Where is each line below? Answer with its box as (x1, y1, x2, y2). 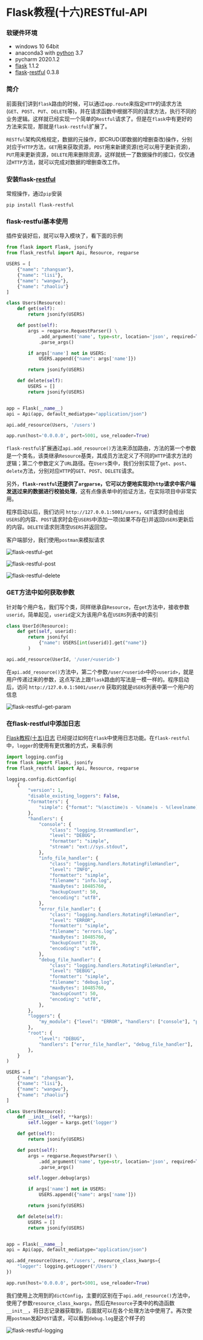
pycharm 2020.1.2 (14, 56, 60, 63)
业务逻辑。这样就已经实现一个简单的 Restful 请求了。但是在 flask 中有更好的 (6, 115, 192, 122)
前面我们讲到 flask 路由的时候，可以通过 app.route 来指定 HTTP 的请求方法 (6, 100, 182, 107)
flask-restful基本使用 (6, 217, 68, 225)
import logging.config (6, 754, 63, 760)
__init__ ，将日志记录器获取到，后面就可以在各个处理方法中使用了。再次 (6, 1307, 187, 1314)
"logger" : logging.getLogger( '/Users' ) (17, 1264, 118, 1270)
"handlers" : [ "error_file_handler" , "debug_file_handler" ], (38, 1041, 193, 1047)
